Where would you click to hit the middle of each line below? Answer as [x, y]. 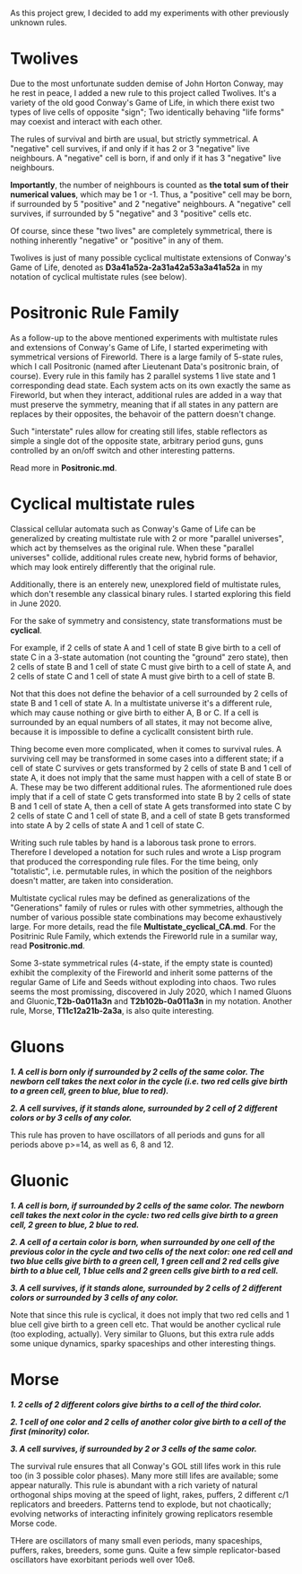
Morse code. [34, 1523]
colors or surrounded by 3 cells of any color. [94, 1297]
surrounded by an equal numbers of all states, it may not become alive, [141, 722]
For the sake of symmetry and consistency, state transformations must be [147, 620]
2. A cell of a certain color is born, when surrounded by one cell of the [143, 1241]
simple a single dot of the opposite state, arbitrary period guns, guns [137, 441]
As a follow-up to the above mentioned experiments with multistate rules [144, 337]
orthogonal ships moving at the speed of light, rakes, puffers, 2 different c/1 [150, 1494]
